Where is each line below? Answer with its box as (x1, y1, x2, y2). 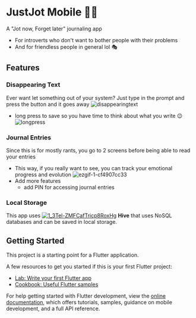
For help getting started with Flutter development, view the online (6, 292, 166, 300)
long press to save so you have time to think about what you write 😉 (14, 112, 183, 119)
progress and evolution (14, 171, 72, 178)
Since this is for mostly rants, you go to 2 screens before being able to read (6, 146, 191, 154)
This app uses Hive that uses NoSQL (6, 212, 172, 219)
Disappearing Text (6, 80, 61, 89)
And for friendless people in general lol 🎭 (14, 43, 118, 50)
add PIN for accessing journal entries (23, 183, 115, 191)
